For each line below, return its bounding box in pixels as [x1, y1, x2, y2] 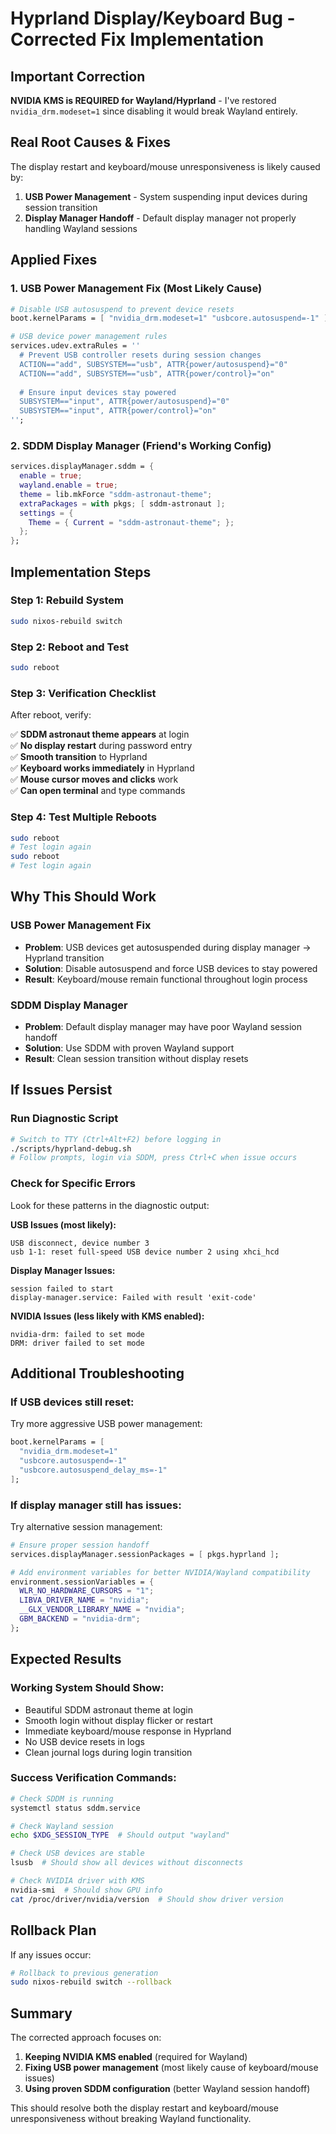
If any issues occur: [10, 1948, 92, 1961]
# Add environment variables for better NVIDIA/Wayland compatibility [10, 1567, 311, 1577]
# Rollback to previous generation [10, 1968, 159, 1978]
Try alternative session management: [10, 1520, 163, 1532]
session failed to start [10, 1283, 114, 1294]
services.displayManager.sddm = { [10, 462, 155, 472]
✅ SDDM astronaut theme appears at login [10, 728, 190, 741]
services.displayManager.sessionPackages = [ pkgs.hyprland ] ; [10, 1549, 280, 1559]
